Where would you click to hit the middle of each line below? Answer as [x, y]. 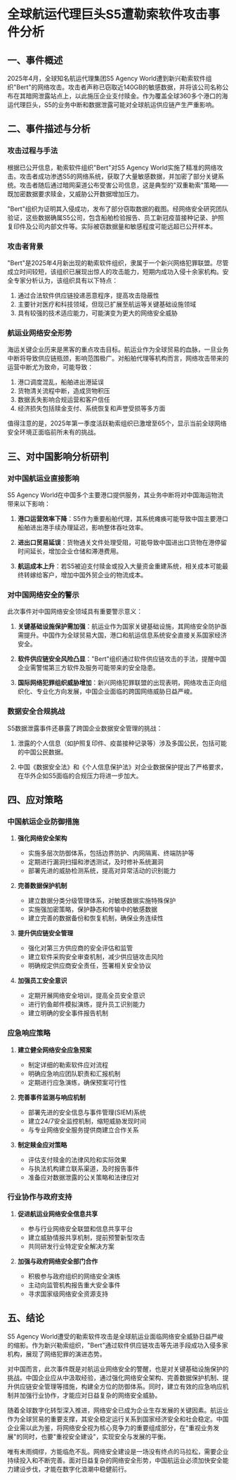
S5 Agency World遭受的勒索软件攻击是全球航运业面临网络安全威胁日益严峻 [116, 1336]
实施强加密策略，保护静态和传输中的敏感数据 [93, 909]
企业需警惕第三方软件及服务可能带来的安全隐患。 [88, 668]
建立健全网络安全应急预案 [54, 1050]
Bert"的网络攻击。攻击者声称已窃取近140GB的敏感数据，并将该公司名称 [119, 87]
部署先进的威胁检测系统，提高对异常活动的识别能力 [102, 871]
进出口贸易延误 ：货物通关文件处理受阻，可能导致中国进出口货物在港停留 [122, 542]
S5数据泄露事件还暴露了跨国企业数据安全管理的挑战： [85, 728]
